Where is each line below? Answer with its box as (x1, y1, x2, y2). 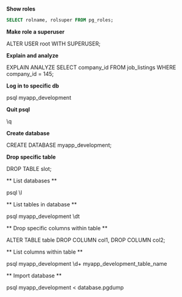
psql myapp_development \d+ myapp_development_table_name (6, 260, 167, 267)
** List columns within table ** (6, 248, 83, 255)
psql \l (6, 189, 23, 196)
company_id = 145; (6, 70, 54, 77)
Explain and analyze (6, 51, 59, 59)
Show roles (6, 6, 36, 12)
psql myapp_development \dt (6, 212, 80, 220)
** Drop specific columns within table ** (6, 224, 108, 231)
